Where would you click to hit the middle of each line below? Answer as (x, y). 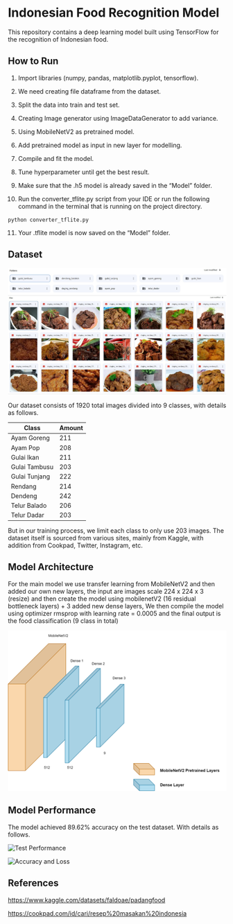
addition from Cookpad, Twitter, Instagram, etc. (75, 545)
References (33, 883)
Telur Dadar (27, 515)
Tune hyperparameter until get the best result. (84, 172)
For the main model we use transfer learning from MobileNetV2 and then (112, 583)
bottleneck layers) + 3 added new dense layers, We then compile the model (116, 606)
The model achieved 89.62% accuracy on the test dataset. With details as (113, 827)
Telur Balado (29, 506)
